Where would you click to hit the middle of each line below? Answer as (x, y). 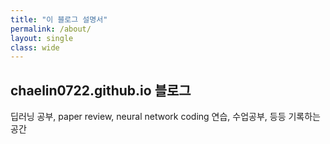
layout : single (42, 38)
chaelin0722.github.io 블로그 (101, 90)
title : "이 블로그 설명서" (59, 19)
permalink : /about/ (51, 29)
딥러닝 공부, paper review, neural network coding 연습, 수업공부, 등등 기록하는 (165, 117)
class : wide (35, 47)
